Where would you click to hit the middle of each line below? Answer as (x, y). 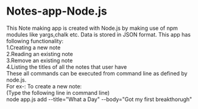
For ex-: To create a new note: (44, 86)
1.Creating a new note (34, 47)
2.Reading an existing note (40, 54)
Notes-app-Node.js (57, 11)
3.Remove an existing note (40, 60)
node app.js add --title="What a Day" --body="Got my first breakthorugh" (99, 99)
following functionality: (35, 41)
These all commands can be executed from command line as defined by (97, 73)
